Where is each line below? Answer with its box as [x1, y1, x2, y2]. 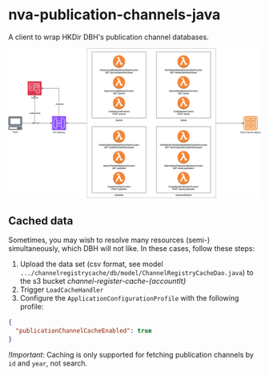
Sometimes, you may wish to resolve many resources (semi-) [8, 235, 211, 245]
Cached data [8, 214, 74, 228]
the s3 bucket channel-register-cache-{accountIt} [19, 277, 187, 285]
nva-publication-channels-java [8, 6, 221, 24]
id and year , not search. [8, 358, 88, 368]
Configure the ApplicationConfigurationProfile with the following [19, 293, 239, 302]
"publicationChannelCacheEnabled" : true [15, 326, 152, 334]
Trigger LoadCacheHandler [19, 285, 104, 294]
